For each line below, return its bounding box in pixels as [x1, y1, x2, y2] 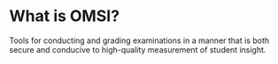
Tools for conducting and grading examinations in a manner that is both [9, 35, 270, 46]
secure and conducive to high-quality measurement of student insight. [9, 44, 266, 54]
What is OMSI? [9, 6, 120, 26]
